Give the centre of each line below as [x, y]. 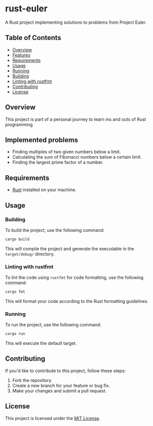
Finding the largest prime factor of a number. [58, 162]
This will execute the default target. [41, 343]
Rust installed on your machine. [44, 190]
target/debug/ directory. [30, 254]
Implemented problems [41, 140]
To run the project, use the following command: [53, 325]
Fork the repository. [32, 380]
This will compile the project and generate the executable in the [70, 249]
